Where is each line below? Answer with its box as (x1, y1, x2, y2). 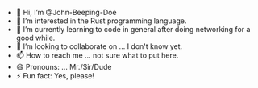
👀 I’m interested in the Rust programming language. (15, 16, 187, 26)
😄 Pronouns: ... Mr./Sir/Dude (15, 62, 112, 71)
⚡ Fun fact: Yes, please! (15, 71, 95, 80)
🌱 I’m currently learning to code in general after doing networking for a (15, 25, 251, 34)
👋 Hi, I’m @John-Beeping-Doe (15, 8, 117, 17)
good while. (15, 33, 56, 42)
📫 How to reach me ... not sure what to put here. (15, 50, 179, 60)
